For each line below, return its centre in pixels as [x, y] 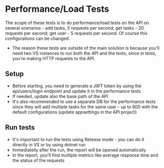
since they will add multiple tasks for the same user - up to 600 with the [85, 106]
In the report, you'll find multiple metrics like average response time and [85, 155]
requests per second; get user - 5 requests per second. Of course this [76, 33]
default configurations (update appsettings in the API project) [74, 112]
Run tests [20, 127]
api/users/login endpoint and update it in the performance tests [77, 91]
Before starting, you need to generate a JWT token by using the [77, 86]
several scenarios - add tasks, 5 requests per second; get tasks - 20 [75, 28]
